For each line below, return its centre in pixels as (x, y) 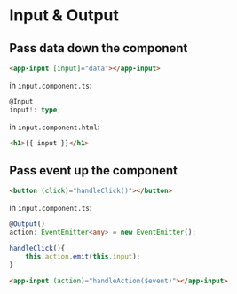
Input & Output (64, 15)
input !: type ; (36, 110)
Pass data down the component (99, 48)
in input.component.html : (55, 127)
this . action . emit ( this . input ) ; (83, 256)
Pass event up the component (94, 170)
